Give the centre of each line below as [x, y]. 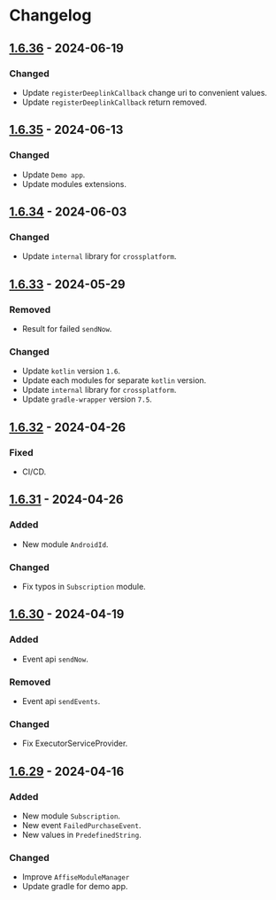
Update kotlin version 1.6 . [71, 371]
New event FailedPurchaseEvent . [81, 825]
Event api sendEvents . [61, 700]
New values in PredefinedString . [81, 834]
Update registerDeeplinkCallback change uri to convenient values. [145, 92]
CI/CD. [34, 472]
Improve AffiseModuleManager [76, 877]
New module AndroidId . [65, 544]
